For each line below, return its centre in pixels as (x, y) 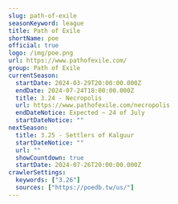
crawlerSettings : (37, 173)
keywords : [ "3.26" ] (48, 180)
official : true (34, 46)
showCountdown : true (50, 157)
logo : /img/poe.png (41, 53)
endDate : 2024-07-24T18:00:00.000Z (75, 90)
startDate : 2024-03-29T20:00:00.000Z (79, 83)
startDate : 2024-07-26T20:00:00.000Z (79, 165)
